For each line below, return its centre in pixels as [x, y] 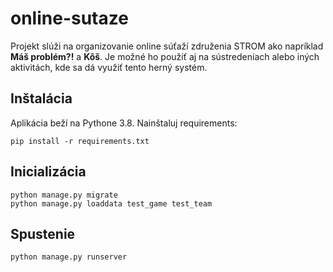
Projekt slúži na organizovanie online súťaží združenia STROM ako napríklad [167, 46]
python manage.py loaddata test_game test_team [111, 203]
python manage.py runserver [69, 257]
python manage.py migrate [64, 195]
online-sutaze [69, 18]
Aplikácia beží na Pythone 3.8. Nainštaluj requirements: [124, 123]
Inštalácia [41, 98]
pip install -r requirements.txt [80, 141]
